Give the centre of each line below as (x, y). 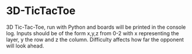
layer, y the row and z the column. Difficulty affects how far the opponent (95, 39)
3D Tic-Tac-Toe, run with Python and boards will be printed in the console (96, 27)
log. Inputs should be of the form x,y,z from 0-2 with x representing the (92, 33)
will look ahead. (25, 46)
